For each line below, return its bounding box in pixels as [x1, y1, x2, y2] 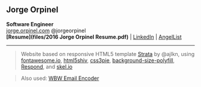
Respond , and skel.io [20, 63, 73, 70]
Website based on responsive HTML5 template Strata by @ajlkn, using [20, 50, 195, 57]
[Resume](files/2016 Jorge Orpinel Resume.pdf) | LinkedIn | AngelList [6, 33, 182, 41]
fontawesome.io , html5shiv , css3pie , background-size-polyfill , [20, 57, 175, 64]
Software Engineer [6, 20, 54, 27]
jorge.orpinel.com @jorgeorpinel [6, 27, 86, 34]
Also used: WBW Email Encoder [20, 74, 99, 82]
